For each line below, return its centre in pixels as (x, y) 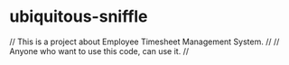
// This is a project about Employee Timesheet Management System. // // (144, 42)
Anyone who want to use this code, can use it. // (99, 51)
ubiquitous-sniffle (79, 17)
